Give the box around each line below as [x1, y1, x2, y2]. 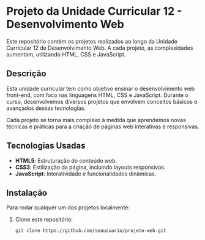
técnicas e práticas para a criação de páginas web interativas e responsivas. [6, 123, 199, 130]
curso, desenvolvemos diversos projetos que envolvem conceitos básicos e [6, 98, 198, 105]
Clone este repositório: [15, 216, 73, 223]
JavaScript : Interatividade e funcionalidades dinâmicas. [15, 170, 157, 177]
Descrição [6, 69, 47, 79]
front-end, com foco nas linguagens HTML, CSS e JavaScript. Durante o [6, 91, 188, 99]
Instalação [6, 187, 48, 198]
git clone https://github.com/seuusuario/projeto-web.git [15, 228, 166, 234]
